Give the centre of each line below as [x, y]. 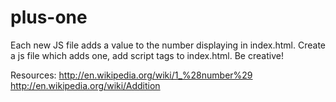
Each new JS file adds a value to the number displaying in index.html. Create [168, 45]
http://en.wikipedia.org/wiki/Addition [85, 85]
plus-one [49, 17]
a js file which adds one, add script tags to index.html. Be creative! [147, 55]
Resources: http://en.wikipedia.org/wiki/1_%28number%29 [131, 75]
